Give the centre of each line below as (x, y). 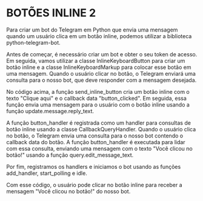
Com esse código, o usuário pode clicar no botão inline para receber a (95, 185)
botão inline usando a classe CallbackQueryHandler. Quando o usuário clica (101, 129)
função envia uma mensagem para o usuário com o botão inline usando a (98, 104)
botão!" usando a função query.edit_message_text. (70, 155)
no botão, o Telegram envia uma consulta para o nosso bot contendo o (95, 136)
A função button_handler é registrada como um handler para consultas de (98, 123)
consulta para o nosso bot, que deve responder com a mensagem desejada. (101, 80)
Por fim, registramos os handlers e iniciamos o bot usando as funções (94, 166)
